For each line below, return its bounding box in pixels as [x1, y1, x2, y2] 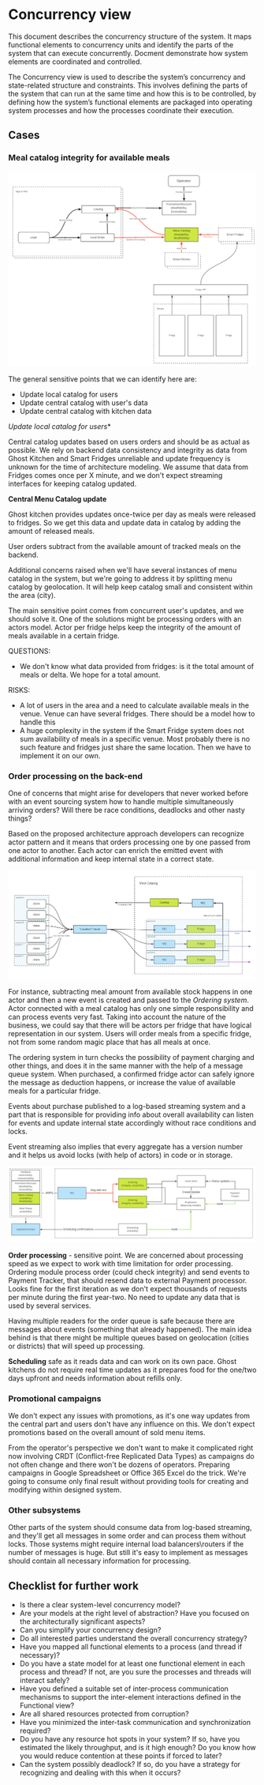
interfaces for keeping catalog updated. [8, 479, 137, 488]
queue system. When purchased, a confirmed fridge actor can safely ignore [8, 1069, 255, 1079]
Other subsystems [8, 1505, 81, 1516]
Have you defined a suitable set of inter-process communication [19, 1684, 229, 1693]
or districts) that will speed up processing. [8, 1341, 145, 1351]
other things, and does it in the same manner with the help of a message [8, 1061, 244, 1071]
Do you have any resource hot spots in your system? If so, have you [19, 1734, 240, 1744]
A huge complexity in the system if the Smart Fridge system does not [19, 725, 244, 735]
